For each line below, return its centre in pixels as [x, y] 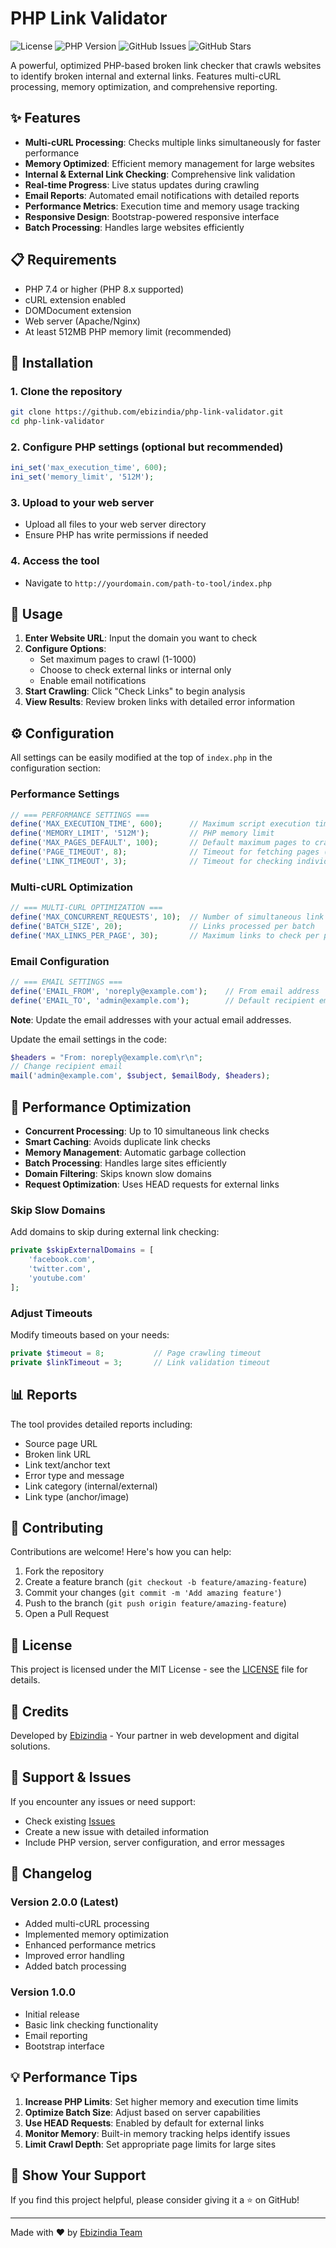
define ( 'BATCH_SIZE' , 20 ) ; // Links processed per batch [162, 926]
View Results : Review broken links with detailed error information [159, 702]
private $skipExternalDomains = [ [82, 1250]
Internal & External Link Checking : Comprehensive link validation [160, 174]
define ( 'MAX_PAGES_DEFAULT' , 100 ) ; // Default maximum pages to [160, 843]
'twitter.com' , [60, 1269]
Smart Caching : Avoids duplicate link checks [117, 1141]
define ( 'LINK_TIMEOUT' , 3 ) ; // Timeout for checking [151, 861]
